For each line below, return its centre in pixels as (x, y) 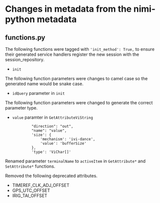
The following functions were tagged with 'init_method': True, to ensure (80, 49)
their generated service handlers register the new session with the (72, 54)
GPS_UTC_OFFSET (31, 190)
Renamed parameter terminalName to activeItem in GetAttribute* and (75, 161)
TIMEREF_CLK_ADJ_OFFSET (41, 185)
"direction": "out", (52, 126)
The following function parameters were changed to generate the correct (79, 103)
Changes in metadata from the (68, 9)
